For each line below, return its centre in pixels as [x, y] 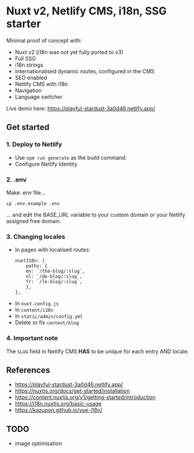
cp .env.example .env [33, 203]
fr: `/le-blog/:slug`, [54, 282]
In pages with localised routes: [53, 250]
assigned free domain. [34, 221]
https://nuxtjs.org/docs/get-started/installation [72, 391]
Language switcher [39, 97]
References [28, 370]
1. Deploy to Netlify [34, 144]
